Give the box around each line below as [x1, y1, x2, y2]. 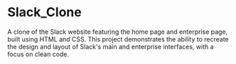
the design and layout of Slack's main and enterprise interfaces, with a [7, 42, 215, 51]
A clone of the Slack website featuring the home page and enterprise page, [7, 27, 228, 36]
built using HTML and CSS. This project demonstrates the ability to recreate [7, 34, 229, 43]
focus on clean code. [7, 50, 70, 58]
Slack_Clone [7, 4, 82, 20]
